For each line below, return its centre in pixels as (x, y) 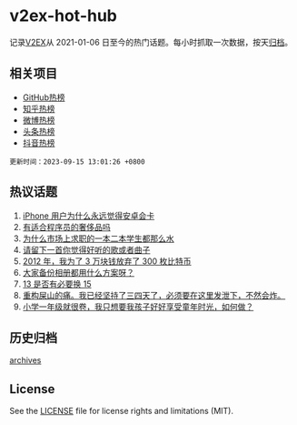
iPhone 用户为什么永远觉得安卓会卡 (89, 216)
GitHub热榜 (44, 97)
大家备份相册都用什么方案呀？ (78, 272)
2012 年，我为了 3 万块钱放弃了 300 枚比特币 (107, 261)
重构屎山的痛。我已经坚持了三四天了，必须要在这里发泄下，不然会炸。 (154, 295)
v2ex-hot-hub (64, 16)
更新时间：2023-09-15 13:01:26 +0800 (77, 162)
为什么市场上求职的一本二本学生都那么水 (98, 238)
